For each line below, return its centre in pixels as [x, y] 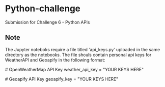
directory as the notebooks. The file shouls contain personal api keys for [78, 55]
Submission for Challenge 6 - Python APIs [48, 22]
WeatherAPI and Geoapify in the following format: [55, 60]
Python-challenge [43, 9]
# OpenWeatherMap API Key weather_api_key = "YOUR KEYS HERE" [74, 69]
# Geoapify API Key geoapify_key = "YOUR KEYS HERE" [62, 79]
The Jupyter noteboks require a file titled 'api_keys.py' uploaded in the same [83, 49]
